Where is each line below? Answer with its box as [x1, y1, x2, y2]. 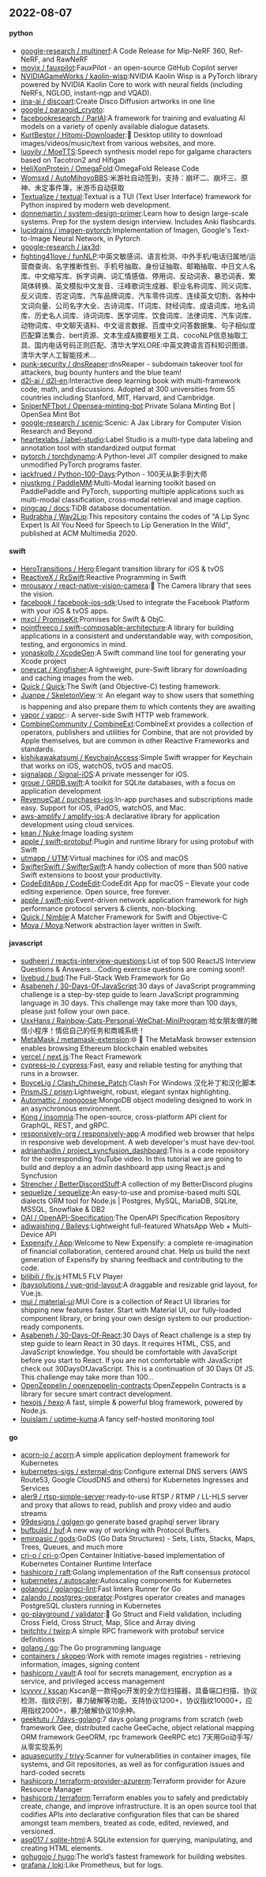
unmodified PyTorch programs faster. [20, 460, 142, 469]
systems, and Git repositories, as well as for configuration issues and [20, 1759, 245, 1769]
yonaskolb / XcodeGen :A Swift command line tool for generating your [20, 648, 247, 657]
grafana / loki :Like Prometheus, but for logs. [20, 1860, 164, 1870]
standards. [20, 744, 56, 754]
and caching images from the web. [20, 673, 134, 683]
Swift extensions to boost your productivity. [20, 870, 163, 879]
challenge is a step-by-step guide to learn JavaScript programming [20, 990, 239, 999]
